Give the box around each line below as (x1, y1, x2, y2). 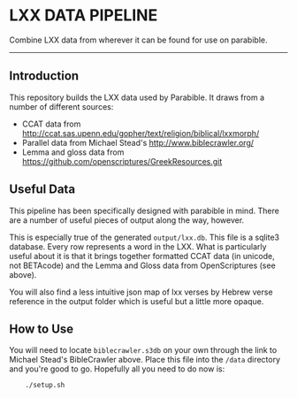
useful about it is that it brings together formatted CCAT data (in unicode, (9, 250, 276, 261)
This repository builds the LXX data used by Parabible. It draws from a (9, 92, 265, 103)
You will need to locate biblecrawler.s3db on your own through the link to (9, 345, 278, 356)
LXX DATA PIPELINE (9, 5, 158, 26)
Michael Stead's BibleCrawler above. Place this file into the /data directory (9, 355, 281, 365)
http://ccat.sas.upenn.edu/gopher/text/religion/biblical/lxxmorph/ (21, 127, 260, 138)
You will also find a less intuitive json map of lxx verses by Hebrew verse (9, 287, 273, 297)
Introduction (9, 68, 80, 84)
